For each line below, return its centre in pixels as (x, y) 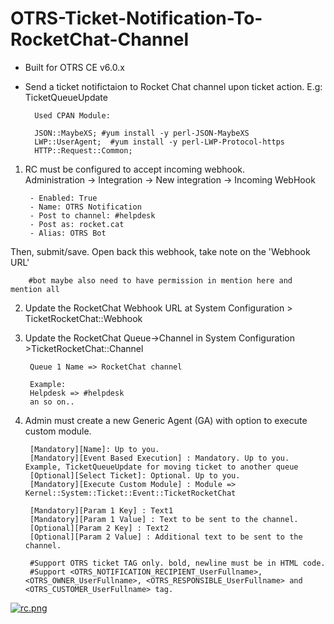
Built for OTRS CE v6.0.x (74, 67)
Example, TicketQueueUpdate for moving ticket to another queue (161, 467)
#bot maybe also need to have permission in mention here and (160, 280)
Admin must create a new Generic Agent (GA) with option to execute (166, 420)
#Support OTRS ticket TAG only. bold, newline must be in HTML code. (177, 563)
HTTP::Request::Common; (83, 150)
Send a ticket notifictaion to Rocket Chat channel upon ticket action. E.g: (173, 86)
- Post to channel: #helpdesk (92, 215)
